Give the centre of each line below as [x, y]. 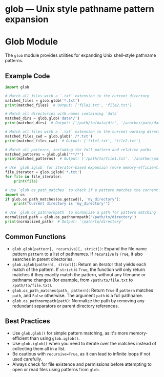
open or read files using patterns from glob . [56, 369]
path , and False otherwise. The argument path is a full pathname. [77, 295]
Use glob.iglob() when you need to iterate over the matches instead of [84, 343]
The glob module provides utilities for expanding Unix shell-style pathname [81, 55]
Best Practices [28, 321]
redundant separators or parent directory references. [65, 306]
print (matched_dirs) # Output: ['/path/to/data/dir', [62, 123]
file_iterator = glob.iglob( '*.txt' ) [43, 172]
